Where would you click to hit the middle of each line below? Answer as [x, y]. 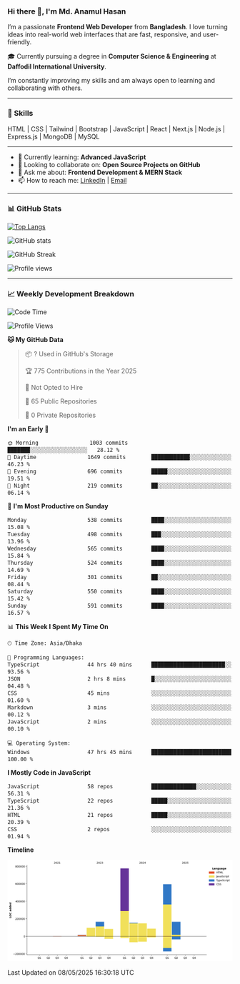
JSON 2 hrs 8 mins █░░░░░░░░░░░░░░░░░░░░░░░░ [120, 679]
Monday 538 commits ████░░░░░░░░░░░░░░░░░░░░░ [120, 521]
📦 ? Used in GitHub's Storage [69, 354]
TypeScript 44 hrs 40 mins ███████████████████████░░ [120, 665]
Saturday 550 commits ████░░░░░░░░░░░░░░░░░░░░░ [120, 592]
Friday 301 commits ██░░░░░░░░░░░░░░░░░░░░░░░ [120, 578]
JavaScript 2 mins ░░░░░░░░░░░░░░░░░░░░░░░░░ [120, 722]
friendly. [20, 42]
